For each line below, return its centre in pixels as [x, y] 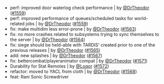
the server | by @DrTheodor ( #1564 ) [47, 39]
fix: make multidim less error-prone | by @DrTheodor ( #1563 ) [73, 29]
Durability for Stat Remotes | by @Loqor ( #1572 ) [59, 66]
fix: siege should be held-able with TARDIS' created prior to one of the [83, 45]
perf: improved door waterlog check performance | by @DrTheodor [79, 8]
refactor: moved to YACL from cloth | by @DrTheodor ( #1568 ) [73, 71]
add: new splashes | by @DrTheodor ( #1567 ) [56, 55]
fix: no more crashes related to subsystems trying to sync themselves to [85, 34]
